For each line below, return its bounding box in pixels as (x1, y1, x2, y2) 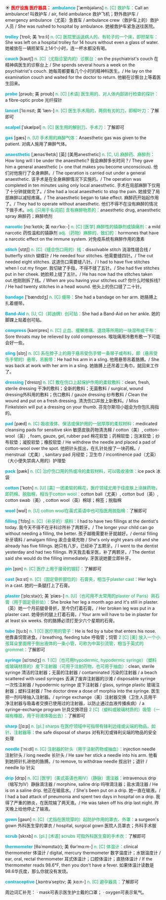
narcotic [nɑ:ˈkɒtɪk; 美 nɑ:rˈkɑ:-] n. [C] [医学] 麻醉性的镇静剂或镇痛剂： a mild (5, 224, 161, 229)
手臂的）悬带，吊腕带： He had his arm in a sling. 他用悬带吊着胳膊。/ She (9, 357, 160, 362)
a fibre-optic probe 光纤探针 (5, 97, 63, 103)
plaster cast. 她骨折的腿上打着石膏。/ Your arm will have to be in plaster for (5, 612, 158, 617)
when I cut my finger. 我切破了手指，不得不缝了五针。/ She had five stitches (5, 265, 160, 271)
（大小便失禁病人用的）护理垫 (5, 458, 66, 463)
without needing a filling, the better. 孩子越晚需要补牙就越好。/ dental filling (5, 531, 158, 536)
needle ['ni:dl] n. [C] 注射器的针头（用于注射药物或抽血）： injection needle (5, 746, 156, 752)
